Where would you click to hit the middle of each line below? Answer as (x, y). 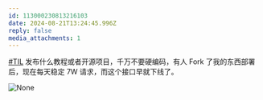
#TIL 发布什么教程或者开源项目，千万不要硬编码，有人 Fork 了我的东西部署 (132, 62)
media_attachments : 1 (45, 38)
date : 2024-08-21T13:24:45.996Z (62, 23)
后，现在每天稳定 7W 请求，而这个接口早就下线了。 (93, 72)
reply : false (30, 30)
